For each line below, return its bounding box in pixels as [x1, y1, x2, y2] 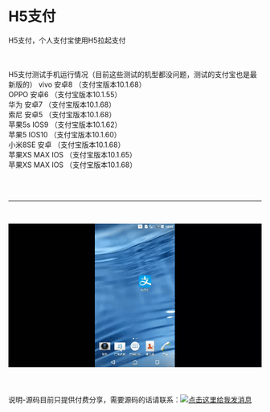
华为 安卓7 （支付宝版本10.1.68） [8, 100, 117, 109]
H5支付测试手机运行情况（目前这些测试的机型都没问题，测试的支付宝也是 [8, 69, 251, 79]
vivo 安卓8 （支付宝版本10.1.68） [38, 80, 146, 89]
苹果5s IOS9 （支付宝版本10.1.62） [8, 120, 122, 129]
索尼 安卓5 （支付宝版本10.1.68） [8, 109, 117, 119]
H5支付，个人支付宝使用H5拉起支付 [8, 35, 126, 45]
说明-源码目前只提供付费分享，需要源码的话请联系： [8, 394, 181, 404]
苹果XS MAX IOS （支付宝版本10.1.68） [8, 160, 137, 169]
